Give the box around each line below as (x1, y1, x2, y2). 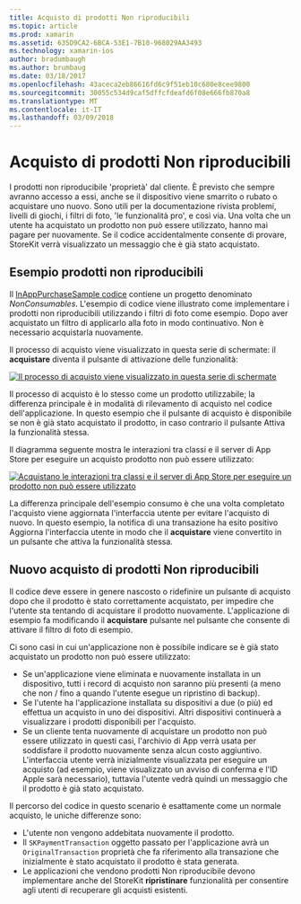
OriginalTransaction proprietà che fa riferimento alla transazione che (21, 846, 279, 857)
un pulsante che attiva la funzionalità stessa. (9, 536, 173, 547)
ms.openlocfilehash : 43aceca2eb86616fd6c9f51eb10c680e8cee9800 (9, 80, 251, 89)
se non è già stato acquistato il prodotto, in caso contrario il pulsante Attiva (9, 417, 286, 427)
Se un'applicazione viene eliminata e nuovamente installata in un (21, 668, 262, 679)
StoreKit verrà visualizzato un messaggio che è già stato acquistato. (9, 239, 260, 250)
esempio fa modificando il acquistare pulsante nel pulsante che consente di (9, 614, 290, 625)
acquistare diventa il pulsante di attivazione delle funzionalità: (9, 354, 239, 364)
